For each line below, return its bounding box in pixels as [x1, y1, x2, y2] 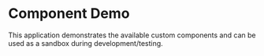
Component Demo [8, 5, 130, 23]
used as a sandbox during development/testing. [8, 38, 163, 47]
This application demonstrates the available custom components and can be [8, 30, 256, 40]
